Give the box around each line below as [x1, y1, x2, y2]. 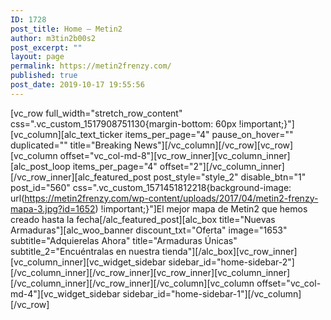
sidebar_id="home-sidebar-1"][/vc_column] [122, 287, 302, 300]
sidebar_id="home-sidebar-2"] [168, 256, 295, 268]
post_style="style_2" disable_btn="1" [153, 171, 307, 183]
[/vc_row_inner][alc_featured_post [10, 171, 152, 183]
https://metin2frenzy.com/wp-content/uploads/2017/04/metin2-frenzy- [24, 192, 319, 204]
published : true [10, 71, 78, 81]
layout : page [10, 52, 65, 62]
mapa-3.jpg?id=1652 [10, 202, 96, 215]
